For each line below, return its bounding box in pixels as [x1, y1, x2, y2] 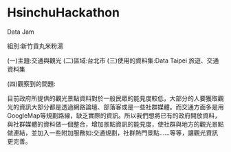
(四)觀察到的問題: [7, 79, 56, 87]
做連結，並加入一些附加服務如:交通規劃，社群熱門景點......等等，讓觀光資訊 [7, 129, 219, 137]
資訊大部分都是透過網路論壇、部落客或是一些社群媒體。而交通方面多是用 [19, 102, 224, 111]
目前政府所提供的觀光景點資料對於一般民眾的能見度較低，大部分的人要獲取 [7, 94, 218, 102]
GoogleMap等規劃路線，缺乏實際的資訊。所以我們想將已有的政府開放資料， [7, 111, 221, 120]
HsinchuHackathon [7, 5, 120, 21]
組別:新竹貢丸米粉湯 [7, 41, 64, 50]
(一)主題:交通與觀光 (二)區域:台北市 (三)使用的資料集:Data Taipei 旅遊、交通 [7, 56, 219, 65]
